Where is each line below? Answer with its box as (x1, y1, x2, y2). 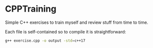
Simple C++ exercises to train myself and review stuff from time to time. (5, 19, 149, 25)
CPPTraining (5, 3, 57, 15)
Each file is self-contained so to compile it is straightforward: (5, 29, 126, 34)
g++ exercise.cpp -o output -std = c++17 (5, 38, 86, 43)
